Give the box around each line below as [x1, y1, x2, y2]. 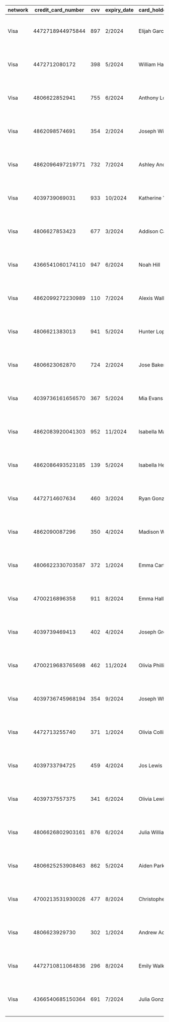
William [138, 61, 156, 68]
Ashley [138, 161, 155, 168]
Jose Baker [138, 361, 165, 368]
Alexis [138, 295, 153, 301]
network [8, 7, 29, 13]
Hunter [138, 328, 155, 335]
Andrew [138, 929, 157, 936]
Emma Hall [138, 595, 164, 602]
